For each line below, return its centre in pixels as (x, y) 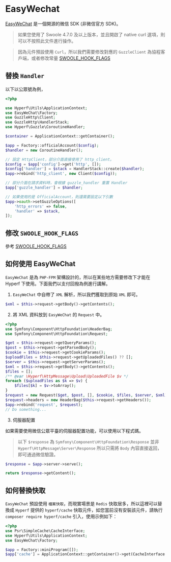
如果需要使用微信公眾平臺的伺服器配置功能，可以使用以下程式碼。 (74, 431)
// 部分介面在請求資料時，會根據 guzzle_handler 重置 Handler (66, 183)
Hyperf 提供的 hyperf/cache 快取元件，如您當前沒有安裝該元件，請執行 (89, 510)
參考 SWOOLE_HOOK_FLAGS (36, 246)
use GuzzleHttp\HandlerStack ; (37, 122)
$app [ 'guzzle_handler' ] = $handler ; (44, 188)
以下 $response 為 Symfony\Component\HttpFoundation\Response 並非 (88, 441)
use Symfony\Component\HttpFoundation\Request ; (57, 334)
